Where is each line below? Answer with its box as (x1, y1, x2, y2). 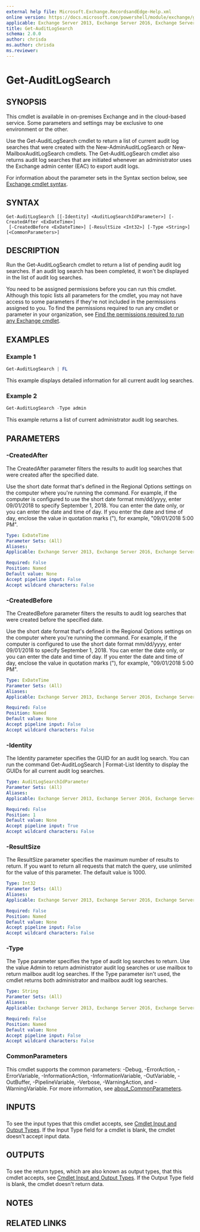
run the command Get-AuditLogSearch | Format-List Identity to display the (6, 761, 189, 768)
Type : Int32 (6, 880, 36, 887)
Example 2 (6, 392, 37, 400)
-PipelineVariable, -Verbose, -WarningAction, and (32, 1079, 154, 1086)
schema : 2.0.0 (6, 31, 42, 37)
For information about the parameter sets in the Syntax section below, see (6, 174, 187, 181)
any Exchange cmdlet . (6, 317, 61, 324)
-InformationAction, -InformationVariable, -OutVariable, (41, 1072, 177, 1079)
